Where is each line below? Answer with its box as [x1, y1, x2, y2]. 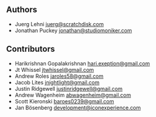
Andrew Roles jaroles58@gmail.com [14, 72, 104, 80]
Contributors [6, 44, 55, 54]
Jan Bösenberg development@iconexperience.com [14, 104, 141, 111]
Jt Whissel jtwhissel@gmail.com [14, 66, 94, 73]
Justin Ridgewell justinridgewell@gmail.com [14, 85, 123, 92]
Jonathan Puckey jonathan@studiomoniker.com [14, 27, 132, 34]
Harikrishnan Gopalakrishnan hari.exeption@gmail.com [14, 59, 150, 67]
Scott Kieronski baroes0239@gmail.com [14, 97, 114, 105]
